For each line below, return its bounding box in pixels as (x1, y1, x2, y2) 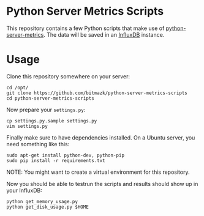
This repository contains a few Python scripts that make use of (6, 24, 165, 32)
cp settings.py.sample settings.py (6, 117, 97, 124)
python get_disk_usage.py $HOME (6, 204, 89, 210)
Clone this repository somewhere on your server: (6, 72, 130, 80)
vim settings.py (6, 123, 48, 129)
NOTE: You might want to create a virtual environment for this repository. (6, 168, 190, 176)
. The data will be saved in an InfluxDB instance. (43, 31, 165, 38)
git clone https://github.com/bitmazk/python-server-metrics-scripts (6, 90, 188, 96)
